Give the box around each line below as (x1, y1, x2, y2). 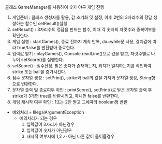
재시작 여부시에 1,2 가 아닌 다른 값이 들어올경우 (26, 133, 115, 139)
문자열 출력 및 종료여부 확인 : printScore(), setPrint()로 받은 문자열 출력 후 (12, 87, 152, 93)
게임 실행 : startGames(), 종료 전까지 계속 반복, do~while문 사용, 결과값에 (12, 39, 152, 44)
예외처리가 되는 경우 (19, 115, 57, 121)
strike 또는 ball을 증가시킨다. (12, 69, 67, 74)
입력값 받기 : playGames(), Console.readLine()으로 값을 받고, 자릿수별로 (12, 51, 150, 57)
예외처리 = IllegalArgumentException (12, 109, 84, 115)
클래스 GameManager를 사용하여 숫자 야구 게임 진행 (5, 4, 104, 10)
